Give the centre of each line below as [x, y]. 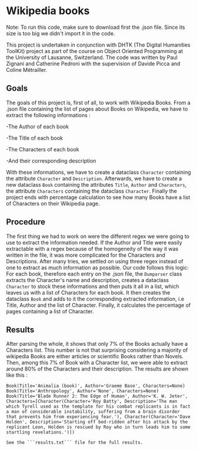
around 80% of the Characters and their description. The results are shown [97, 369]
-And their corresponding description [51, 161]
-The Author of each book [38, 126]
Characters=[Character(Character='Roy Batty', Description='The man [92, 402]
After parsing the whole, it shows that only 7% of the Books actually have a [97, 344]
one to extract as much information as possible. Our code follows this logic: [98, 267]
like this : [17, 375]
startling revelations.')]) [41, 432]
